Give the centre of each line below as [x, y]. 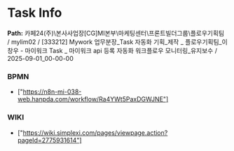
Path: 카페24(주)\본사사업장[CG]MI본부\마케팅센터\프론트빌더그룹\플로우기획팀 [116, 33]
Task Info [35, 13]
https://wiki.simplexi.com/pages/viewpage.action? [95, 132]
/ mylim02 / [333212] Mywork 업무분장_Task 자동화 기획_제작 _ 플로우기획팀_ [115, 42]
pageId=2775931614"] [49, 140]
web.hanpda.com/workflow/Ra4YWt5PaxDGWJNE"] [93, 99]
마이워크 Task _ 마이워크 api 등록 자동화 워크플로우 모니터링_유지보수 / [121, 50]
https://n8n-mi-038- [52, 92]
